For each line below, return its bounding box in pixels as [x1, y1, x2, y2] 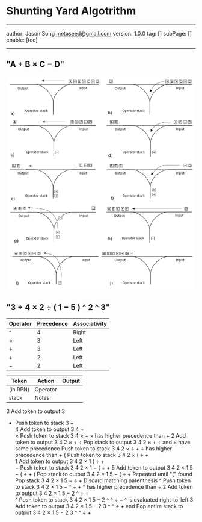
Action [37, 377, 55, 384]
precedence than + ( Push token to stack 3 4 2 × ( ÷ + [14, 451, 149, 458]
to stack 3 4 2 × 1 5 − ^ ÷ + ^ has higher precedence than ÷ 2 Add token [14, 483, 194, 490]
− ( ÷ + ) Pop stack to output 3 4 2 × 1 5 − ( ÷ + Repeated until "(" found [14, 470, 192, 477]
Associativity [73, 320, 107, 327]
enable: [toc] [6, 36, 38, 43]
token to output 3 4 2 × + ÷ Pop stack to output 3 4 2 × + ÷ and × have [14, 438, 191, 446]
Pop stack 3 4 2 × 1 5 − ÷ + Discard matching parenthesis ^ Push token [14, 477, 191, 484]
